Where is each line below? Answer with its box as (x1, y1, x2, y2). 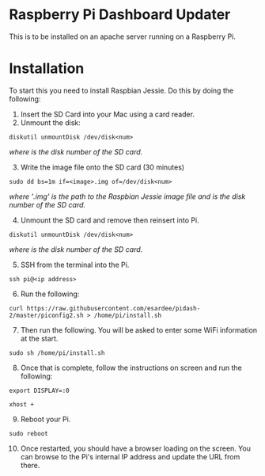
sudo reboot (9, 429, 48, 437)
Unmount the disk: (20, 117, 81, 128)
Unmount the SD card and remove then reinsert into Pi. (20, 215, 200, 225)
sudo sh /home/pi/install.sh (9, 348, 105, 357)
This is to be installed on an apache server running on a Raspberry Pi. (9, 32, 237, 41)
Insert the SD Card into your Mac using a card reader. (20, 109, 195, 119)
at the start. (20, 333, 59, 343)
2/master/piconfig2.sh (9, 311, 84, 319)
